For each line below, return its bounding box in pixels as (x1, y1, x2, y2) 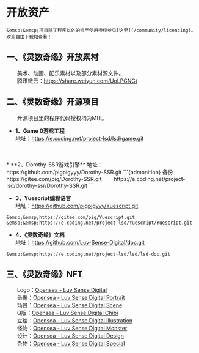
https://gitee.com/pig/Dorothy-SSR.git (6, 175, 102, 182)
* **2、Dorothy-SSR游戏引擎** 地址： (6, 160, 103, 168)
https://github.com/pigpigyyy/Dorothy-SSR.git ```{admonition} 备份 (6, 168, 173, 176)
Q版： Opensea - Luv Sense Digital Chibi (17, 310, 118, 317)
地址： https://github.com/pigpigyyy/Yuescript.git (15, 202, 139, 209)
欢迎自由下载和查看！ (6, 34, 52, 40)
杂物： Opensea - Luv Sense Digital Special (17, 340, 125, 347)
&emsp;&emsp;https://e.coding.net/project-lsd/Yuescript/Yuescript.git (6, 220, 192, 226)
